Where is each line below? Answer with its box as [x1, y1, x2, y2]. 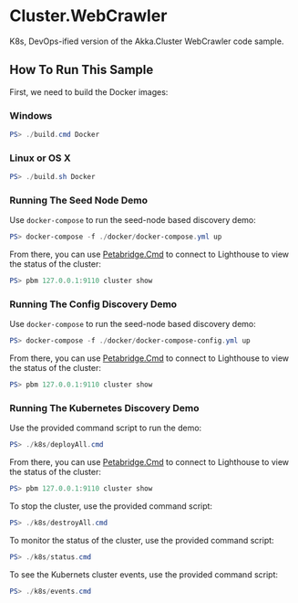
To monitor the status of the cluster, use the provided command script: [9, 535, 275, 546]
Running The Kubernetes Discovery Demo [9, 402, 200, 415]
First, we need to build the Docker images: [9, 86, 169, 97]
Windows [9, 109, 53, 122]
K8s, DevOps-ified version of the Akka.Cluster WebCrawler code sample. [9, 36, 284, 47]
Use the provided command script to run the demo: [9, 422, 202, 434]
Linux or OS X [9, 152, 71, 164]
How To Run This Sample [9, 62, 154, 78]
